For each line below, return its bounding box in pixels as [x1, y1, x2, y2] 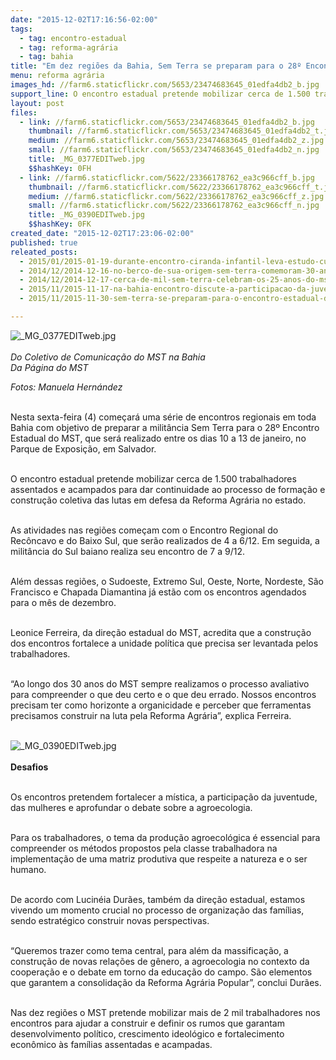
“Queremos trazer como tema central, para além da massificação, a [10, 944, 289, 956]
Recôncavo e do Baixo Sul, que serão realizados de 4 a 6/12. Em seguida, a [10, 534, 320, 546]
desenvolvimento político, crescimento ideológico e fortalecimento [10, 1027, 285, 1040]
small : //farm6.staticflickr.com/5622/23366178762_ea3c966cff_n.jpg [28, 201, 320, 211]
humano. [10, 863, 47, 875]
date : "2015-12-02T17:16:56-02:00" [10, 14, 159, 25]
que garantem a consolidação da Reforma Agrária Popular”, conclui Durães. [10, 976, 322, 988]
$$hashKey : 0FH [28, 163, 92, 173]
